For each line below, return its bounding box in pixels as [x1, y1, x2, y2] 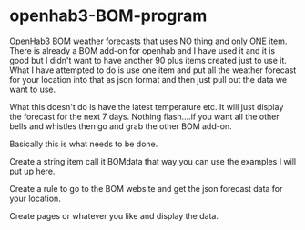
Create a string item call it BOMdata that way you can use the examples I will [9, 155, 297, 166]
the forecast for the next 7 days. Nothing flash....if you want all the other [9, 111, 280, 122]
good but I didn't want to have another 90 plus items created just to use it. [9, 55, 287, 65]
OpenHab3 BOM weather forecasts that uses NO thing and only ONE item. [9, 35, 288, 46]
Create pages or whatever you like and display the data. [9, 210, 219, 221]
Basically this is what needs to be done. [9, 138, 158, 149]
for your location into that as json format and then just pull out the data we [9, 74, 288, 85]
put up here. [9, 165, 56, 176]
